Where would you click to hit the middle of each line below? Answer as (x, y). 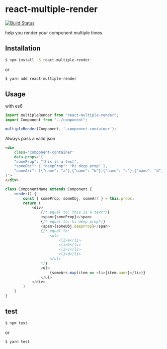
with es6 (14, 106)
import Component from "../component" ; (46, 120)
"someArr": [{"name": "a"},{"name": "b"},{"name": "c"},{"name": (83, 171)
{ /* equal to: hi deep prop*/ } (73, 222)
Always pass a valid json (30, 138)
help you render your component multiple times (54, 32)
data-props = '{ (29, 157)
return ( (32, 203)
